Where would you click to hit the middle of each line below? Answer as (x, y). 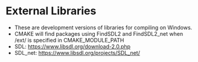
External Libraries (51, 11)
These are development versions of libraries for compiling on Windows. (103, 27)
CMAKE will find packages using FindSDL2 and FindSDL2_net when (99, 33)
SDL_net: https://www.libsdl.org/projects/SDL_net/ (77, 52)
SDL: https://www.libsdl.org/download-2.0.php (72, 46)
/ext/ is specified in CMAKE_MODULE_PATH (69, 40)
